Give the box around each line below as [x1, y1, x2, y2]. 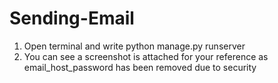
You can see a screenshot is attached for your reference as [23, 50, 269, 62]
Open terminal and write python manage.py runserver [23, 40, 246, 52]
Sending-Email [9, 7, 135, 30]
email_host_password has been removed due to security [23, 61, 257, 73]
